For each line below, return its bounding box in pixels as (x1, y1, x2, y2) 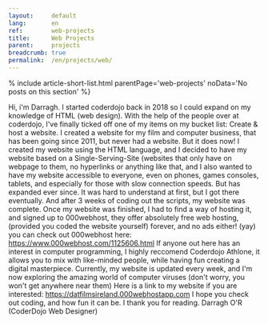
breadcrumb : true (8, 49, 66, 57)
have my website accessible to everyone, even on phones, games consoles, (8, 170, 259, 180)
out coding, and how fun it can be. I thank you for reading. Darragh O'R (8, 298, 242, 307)
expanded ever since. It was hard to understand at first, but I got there (8, 187, 240, 197)
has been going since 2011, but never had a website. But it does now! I (8, 136, 240, 146)
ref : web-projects (8, 26, 94, 34)
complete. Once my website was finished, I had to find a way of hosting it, (8, 204, 252, 214)
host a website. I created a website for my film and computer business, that (8, 127, 257, 137)
